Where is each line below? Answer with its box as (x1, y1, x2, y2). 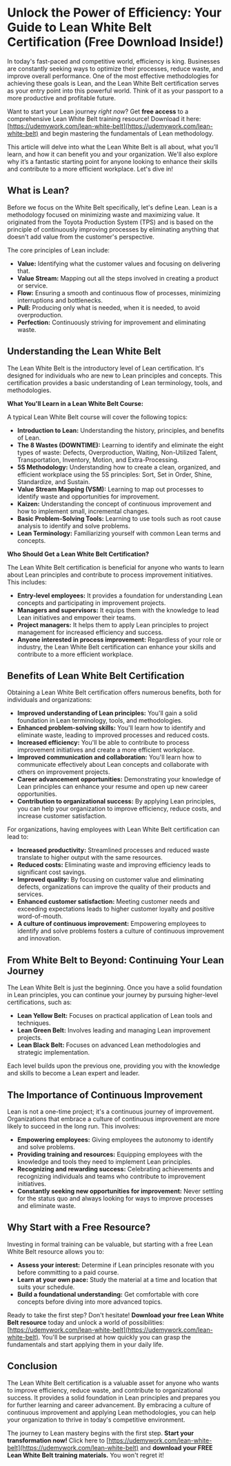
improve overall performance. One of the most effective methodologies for (7, 71, 219, 80)
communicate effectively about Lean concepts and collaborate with (17, 761, 209, 769)
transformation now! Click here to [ (7, 1436, 109, 1445)
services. (17, 890, 43, 898)
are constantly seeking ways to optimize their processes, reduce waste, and (7, 64, 223, 73)
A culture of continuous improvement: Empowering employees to (17, 920, 207, 928)
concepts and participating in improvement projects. (17, 598, 166, 606)
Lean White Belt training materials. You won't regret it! (7, 1451, 164, 1459)
